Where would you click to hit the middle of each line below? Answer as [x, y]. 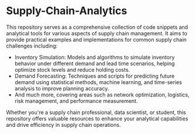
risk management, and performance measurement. [76, 101]
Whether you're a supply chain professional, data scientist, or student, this [96, 112]
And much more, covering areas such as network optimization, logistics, [102, 95]
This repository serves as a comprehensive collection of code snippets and [97, 27]
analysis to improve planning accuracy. [62, 88]
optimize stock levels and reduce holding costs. [72, 69]
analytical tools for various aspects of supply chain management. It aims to [97, 33]
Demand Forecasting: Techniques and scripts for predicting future [95, 76]
